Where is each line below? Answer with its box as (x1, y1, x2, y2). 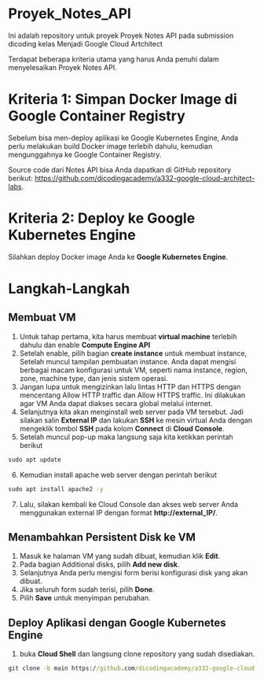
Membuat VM (8, 311, 76, 324)
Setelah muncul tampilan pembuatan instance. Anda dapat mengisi (19, 357, 236, 366)
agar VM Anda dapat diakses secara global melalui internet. (19, 398, 214, 408)
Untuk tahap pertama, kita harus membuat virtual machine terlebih (19, 331, 237, 341)
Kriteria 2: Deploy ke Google (8, 209, 196, 227)
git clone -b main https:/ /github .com (8, 664, 135, 673)
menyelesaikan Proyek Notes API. (8, 62, 117, 72)
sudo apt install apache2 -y (8, 485, 104, 493)
